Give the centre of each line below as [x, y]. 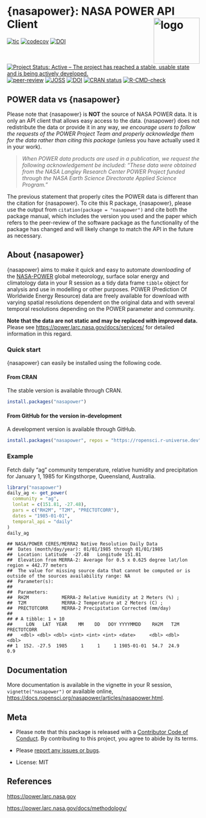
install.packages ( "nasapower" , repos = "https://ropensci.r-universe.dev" [104, 441]
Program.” [35, 185]
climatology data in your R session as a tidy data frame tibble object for [98, 283]
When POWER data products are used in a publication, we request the [111, 159]
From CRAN [22, 377]
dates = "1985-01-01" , [41, 516]
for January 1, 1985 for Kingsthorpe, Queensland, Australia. [81, 476]
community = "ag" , [36, 499]
